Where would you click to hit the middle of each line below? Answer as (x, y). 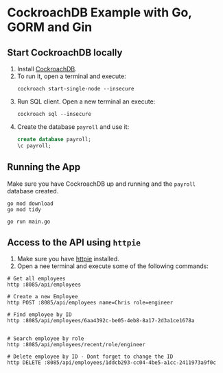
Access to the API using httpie (74, 242)
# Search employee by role (46, 339)
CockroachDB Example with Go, (99, 13)
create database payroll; (54, 139)
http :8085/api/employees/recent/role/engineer (77, 345)
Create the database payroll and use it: (73, 127)
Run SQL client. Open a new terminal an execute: (86, 101)
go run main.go (29, 221)
